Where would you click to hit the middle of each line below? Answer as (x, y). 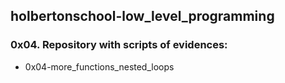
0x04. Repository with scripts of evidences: (119, 45)
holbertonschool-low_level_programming (142, 16)
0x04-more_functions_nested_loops (99, 66)
